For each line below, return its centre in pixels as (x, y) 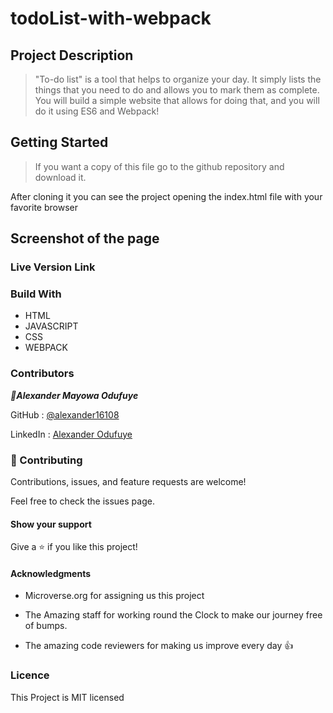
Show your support (51, 524)
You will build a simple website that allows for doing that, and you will (177, 100)
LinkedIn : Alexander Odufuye (71, 434)
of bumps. (46, 626)
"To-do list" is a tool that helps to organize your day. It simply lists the (178, 79)
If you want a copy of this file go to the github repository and (159, 166)
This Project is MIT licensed (67, 697)
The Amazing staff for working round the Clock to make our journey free (173, 615)
